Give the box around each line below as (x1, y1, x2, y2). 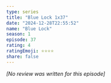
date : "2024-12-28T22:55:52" (6, 20, 79, 26)
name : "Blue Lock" (6, 25, 52, 32)
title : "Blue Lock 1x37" (6, 14, 68, 20)
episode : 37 (6, 37, 36, 43)
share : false (6, 54, 39, 60)
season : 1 (6, 31, 31, 37)
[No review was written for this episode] (6, 70, 106, 77)
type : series (6, 8, 39, 15)
